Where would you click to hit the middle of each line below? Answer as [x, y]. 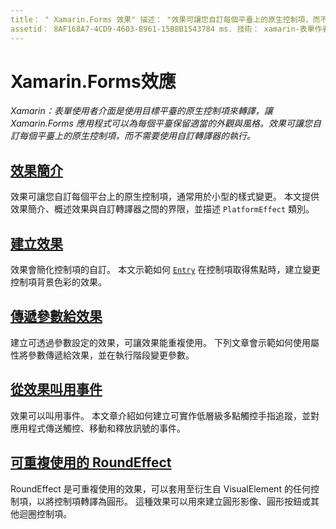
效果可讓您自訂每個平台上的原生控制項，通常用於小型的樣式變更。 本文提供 [165, 197]
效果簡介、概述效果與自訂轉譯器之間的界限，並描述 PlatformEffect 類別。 [162, 209]
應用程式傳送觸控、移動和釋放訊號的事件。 [98, 428]
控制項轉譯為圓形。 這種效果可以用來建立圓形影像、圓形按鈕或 [182, 501]
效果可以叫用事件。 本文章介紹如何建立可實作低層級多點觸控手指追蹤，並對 [165, 415]
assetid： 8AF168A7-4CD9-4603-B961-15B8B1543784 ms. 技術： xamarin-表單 [162, 29]
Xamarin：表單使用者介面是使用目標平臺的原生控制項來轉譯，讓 [141, 111]
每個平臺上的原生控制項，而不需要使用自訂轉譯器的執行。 [137, 136]
